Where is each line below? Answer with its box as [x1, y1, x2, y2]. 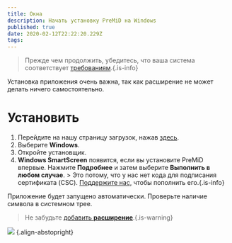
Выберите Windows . [17, 141, 80, 149]
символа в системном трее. [7, 200, 93, 208]
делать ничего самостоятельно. [7, 85, 105, 94]
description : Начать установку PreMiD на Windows [7, 17, 157, 24]
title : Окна [7, 10, 42, 18]
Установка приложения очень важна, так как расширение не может [7, 77, 214, 86]
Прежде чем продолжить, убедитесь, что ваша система [24, 56, 196, 64]
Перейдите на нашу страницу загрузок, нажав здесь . [17, 133, 179, 142]
